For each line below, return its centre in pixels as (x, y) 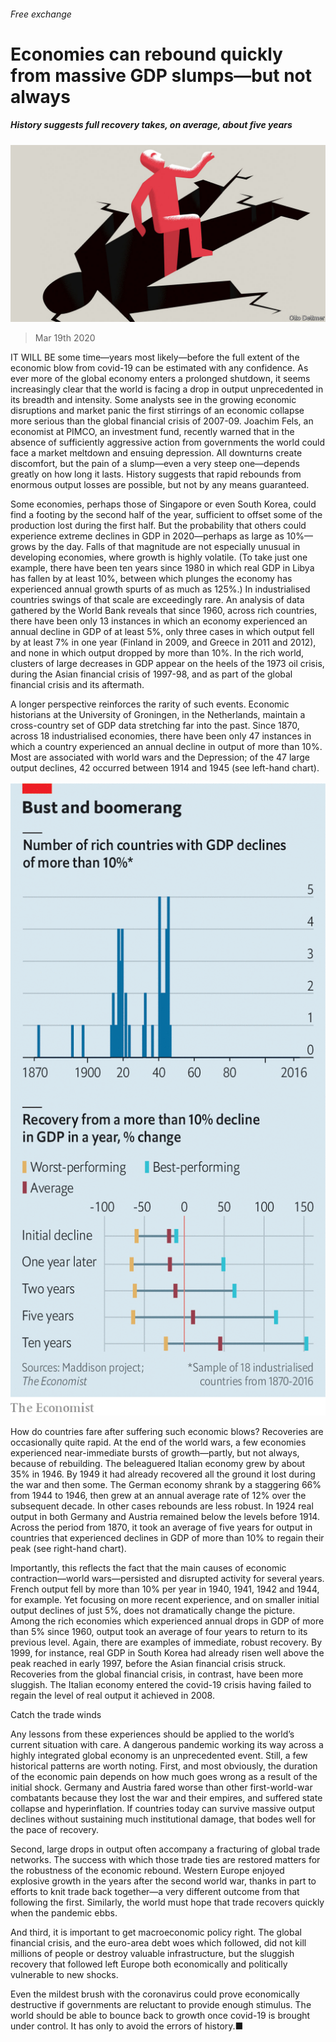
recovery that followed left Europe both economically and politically (149, 1964)
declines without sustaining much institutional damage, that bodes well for (163, 1819)
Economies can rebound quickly (146, 54)
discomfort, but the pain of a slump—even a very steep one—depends (155, 464)
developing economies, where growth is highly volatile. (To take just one (159, 557)
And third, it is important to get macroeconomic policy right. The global (156, 1932)
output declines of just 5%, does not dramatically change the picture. (153, 1611)
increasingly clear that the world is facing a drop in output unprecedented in (167, 389)
